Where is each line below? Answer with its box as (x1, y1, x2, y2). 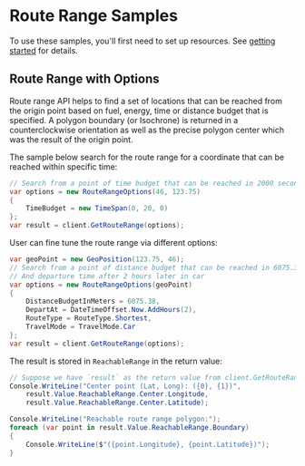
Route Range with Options (9, 72, 161, 87)
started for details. (9, 44, 79, 55)
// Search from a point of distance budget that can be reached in (9, 263, 271, 272)
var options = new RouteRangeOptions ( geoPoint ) (9, 280, 193, 289)
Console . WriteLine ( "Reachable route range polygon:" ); (9, 414, 221, 424)
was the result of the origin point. (9, 133, 133, 145)
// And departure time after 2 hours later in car (9, 271, 205, 281)
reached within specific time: (9, 160, 118, 172)
